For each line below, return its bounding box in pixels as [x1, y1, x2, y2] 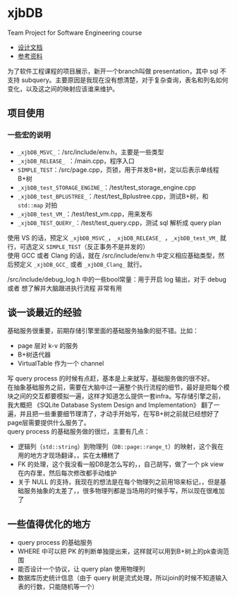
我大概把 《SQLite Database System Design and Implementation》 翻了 [7, 401, 214, 410]
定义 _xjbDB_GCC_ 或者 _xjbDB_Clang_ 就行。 [19, 260, 146, 268]
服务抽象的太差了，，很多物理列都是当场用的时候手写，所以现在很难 [23, 487, 219, 495]
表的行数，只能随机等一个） [17, 582, 99, 591]
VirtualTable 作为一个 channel [17, 359, 104, 368]
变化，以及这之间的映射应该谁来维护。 [7, 84, 119, 93]
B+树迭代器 [17, 350, 51, 359]
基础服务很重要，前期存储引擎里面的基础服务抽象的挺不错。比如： [7, 327, 199, 335]
